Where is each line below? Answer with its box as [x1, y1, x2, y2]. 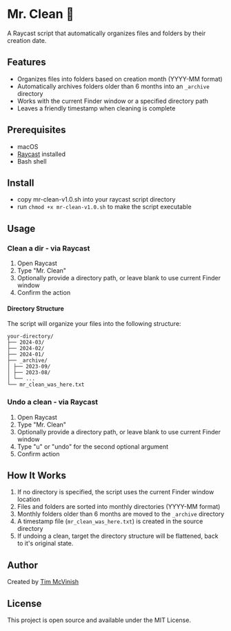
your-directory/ [7, 333, 54, 340]
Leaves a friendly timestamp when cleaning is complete [17, 104, 176, 113]
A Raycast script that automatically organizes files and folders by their [7, 29, 206, 37]
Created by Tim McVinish [7, 578, 79, 586]
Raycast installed [17, 150, 66, 158]
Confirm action [17, 449, 60, 458]
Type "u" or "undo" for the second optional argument [17, 442, 169, 451]
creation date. [7, 36, 47, 44]
